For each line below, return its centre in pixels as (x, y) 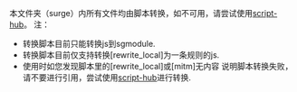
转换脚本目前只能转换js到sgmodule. (89, 44)
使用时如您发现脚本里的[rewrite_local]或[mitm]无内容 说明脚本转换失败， (158, 66)
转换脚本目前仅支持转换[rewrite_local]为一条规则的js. (121, 55)
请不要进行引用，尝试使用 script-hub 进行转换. (107, 78)
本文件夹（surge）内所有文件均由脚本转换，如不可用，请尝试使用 (131, 13)
